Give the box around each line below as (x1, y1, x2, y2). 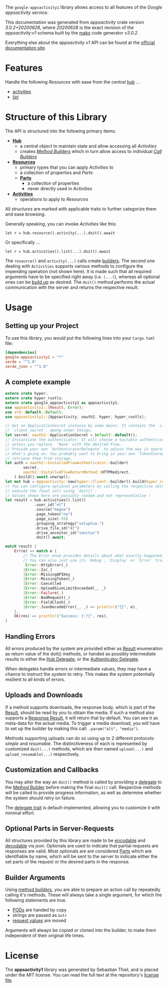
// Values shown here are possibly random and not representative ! (5, 493, 151, 498)
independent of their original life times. (5, 932, 85, 938)
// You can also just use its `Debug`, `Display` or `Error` (23, 558, 153, 563)
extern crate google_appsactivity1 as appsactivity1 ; (5, 400, 120, 405)
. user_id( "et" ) (34, 502, 66, 507)
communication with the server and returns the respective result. (5, 284, 139, 290)
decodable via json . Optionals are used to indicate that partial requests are (5, 843, 158, 849)
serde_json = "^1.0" (5, 364, 48, 369)
